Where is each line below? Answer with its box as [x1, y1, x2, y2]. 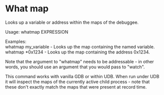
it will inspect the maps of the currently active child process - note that [5, 79, 150, 85]
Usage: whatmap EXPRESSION [5, 29, 69, 35]
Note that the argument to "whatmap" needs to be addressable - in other [5, 58, 154, 64]
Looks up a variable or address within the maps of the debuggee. [5, 19, 139, 25]
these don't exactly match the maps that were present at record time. [5, 84, 147, 90]
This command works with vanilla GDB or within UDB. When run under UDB [5, 73, 160, 79]
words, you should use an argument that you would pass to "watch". [5, 64, 145, 70]
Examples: [5, 38, 26, 45]
